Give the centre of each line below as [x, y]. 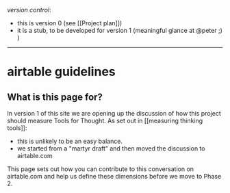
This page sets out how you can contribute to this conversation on [100, 169]
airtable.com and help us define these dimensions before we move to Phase [114, 176]
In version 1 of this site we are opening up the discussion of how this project [114, 113]
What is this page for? [55, 97]
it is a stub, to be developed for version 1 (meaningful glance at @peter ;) [119, 30]
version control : [29, 10]
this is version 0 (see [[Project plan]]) [69, 23]
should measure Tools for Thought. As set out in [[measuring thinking [105, 120]
